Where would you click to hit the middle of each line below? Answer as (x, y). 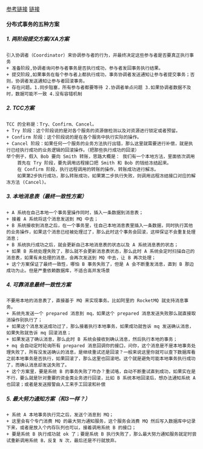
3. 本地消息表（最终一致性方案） (47, 197)
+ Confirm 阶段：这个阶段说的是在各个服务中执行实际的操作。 (74, 137)
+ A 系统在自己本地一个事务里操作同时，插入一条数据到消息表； (75, 212)
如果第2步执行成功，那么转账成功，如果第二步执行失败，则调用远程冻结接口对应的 (104, 176)
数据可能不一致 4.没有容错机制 (48, 94)
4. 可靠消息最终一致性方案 (39, 285)
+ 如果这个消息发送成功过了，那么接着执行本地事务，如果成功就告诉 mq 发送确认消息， (100, 326)
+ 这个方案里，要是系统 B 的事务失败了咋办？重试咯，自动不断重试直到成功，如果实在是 (101, 372)
